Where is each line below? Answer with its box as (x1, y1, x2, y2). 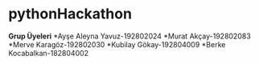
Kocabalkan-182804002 (8, 48, 89, 58)
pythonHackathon (8, 5, 133, 23)
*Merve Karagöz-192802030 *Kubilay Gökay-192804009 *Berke (8, 39, 226, 49)
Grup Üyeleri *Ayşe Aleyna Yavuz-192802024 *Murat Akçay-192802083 (8, 31, 251, 41)
